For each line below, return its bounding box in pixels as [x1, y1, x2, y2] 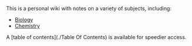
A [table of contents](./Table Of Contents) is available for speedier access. [6, 34, 187, 40]
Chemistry [14, 23, 40, 29]
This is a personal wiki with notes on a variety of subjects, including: [6, 5, 172, 12]
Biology [14, 16, 34, 23]
